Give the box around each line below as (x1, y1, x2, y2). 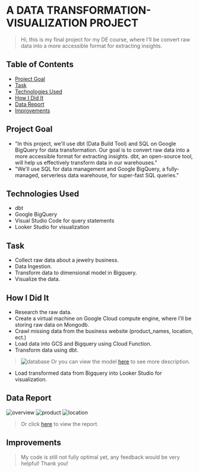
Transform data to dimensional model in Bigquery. (14, 269, 137, 277)
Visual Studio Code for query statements (14, 217, 115, 224)
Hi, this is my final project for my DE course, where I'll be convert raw (20, 36, 191, 43)
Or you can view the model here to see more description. (50, 358, 191, 365)
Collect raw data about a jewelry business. (14, 256, 119, 264)
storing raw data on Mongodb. (14, 321, 90, 328)
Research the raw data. (14, 309, 72, 315)
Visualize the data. (14, 275, 61, 283)
